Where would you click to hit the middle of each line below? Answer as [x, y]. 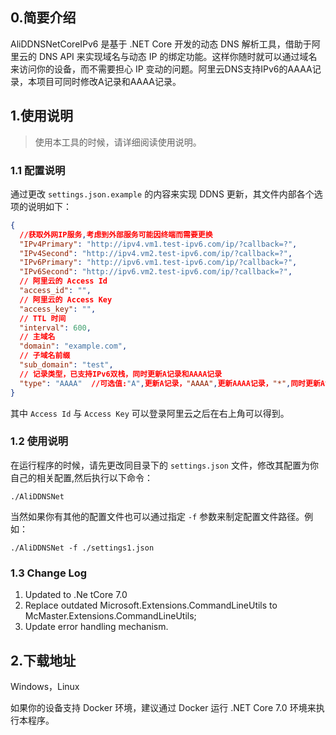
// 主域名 [37, 337]
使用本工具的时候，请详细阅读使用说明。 [118, 142]
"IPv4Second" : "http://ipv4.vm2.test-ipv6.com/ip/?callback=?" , [156, 253]
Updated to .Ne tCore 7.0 [76, 595]
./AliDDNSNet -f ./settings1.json [82, 548]
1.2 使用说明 [39, 441]
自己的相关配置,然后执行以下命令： [82, 477]
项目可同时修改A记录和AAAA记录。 [109, 81]
